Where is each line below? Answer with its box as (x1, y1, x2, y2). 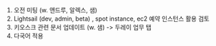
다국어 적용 (13, 32, 44, 40)
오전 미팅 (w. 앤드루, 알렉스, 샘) (13, 6, 97, 14)
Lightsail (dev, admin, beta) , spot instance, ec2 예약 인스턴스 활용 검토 (13, 14, 210, 23)
